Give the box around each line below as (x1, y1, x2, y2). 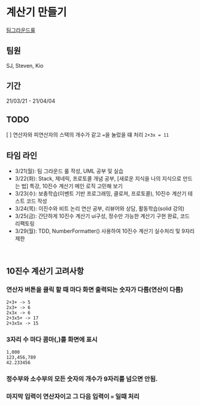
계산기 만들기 (6, 5, 67, 19)
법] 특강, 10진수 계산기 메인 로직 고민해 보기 (21, 182, 123, 190)
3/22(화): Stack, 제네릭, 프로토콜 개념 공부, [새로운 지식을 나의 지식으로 (14, 175, 181, 182)
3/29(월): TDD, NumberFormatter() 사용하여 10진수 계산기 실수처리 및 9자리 (14, 227, 195, 234)
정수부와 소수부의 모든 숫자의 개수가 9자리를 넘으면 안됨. (6, 375, 158, 383)
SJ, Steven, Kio (6, 62, 44, 69)
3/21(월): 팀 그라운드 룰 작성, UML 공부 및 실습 (14, 167, 124, 175)
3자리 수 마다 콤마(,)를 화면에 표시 (6, 335, 98, 344)
